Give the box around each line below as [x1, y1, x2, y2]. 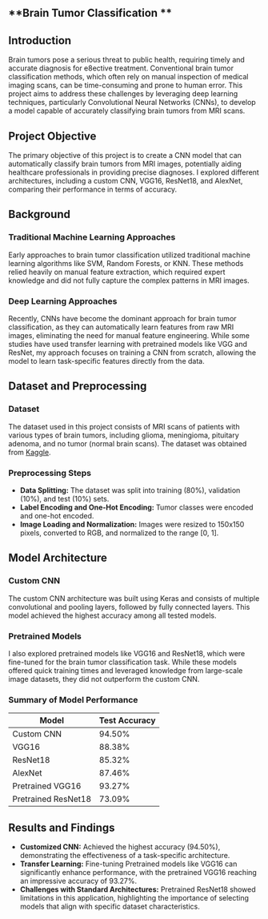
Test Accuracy [98, 715, 156, 726]
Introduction [8, 34, 72, 47]
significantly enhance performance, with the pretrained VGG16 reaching [19, 868, 258, 877]
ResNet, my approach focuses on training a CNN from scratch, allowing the [8, 348, 257, 357]
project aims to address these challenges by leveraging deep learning [8, 89, 238, 99]
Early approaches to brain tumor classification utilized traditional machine [8, 250, 250, 260]
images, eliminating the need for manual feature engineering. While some [8, 331, 250, 340]
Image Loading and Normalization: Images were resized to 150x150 [19, 519, 245, 529]
